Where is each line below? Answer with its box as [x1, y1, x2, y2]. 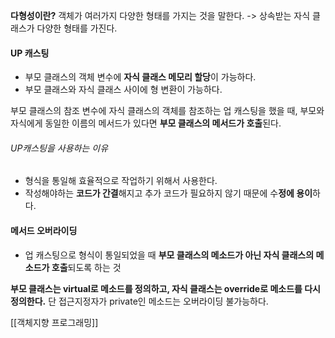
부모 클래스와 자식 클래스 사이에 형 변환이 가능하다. [24, 84, 223, 96]
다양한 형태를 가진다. [36, 22, 118, 34]
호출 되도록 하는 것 [51, 261, 122, 273]
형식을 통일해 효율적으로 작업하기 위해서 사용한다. [24, 175, 218, 187]
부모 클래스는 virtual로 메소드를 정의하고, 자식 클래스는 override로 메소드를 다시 [10, 282, 321, 294]
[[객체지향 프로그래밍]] [10, 316, 99, 328]
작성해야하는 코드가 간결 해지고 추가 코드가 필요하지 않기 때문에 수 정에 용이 [24, 187, 313, 199]
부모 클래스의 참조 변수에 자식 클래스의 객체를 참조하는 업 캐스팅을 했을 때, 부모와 [10, 105, 325, 117]
